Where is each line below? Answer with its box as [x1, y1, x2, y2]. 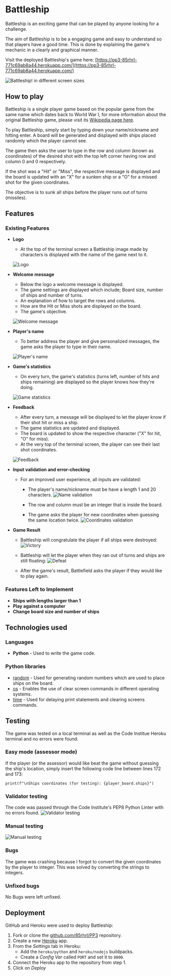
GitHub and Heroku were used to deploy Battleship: [5, 922, 113, 928]
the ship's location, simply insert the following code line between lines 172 [5, 765, 161, 771]
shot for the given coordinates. [5, 179, 70, 185]
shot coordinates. [20, 447, 58, 453]
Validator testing [5, 792, 47, 799]
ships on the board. [12, 680, 54, 686]
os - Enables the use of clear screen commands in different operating [12, 685, 159, 691]
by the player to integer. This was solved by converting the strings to [5, 864, 150, 870]
